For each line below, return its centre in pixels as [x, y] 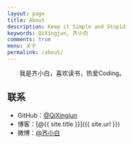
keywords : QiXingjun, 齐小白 [48, 33]
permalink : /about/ [35, 53]
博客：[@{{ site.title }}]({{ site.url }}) [68, 124]
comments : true [29, 40]
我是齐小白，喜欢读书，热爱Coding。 [72, 73]
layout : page [26, 14]
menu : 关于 [22, 46]
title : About [26, 20]
